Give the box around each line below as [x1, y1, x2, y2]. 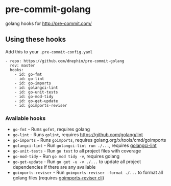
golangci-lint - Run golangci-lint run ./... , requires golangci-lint [12, 142, 157, 148]
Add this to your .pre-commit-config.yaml [5, 48, 93, 54]
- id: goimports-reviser [14, 103, 67, 108]
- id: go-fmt [14, 72, 42, 77]
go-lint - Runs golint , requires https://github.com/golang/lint [12, 132, 143, 138]
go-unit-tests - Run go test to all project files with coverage [12, 148, 141, 154]
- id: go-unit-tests [14, 89, 58, 95]
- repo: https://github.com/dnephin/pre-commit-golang [5, 58, 125, 64]
